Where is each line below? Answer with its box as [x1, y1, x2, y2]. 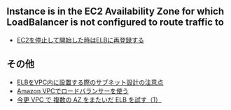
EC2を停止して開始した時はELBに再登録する [16, 36, 145, 44]
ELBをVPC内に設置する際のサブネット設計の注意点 [16, 78, 164, 86]
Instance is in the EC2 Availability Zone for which [6, 6, 225, 17]
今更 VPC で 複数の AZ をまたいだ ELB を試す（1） [16, 95, 162, 104]
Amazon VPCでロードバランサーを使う [16, 86, 129, 95]
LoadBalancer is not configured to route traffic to [6, 17, 225, 29]
